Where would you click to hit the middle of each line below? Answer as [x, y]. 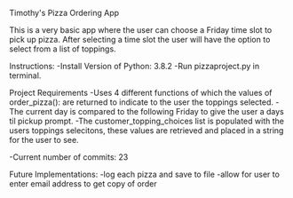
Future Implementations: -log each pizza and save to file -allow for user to [144, 174]
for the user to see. [44, 140]
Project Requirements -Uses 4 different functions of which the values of [141, 93]
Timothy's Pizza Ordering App [64, 13]
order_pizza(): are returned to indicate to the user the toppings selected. [141, 102]
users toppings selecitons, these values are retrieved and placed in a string [146, 131]
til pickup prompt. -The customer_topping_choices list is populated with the [146, 121]
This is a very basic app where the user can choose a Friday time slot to [141, 30]
